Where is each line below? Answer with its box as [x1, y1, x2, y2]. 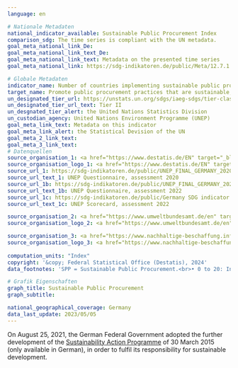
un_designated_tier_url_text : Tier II [7, 102, 122, 109]
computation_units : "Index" [7, 252, 91, 259]
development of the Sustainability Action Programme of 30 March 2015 [7, 338, 215, 346]
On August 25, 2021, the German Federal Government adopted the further [7, 330, 223, 338]
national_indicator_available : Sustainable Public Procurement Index [7, 30, 217, 37]
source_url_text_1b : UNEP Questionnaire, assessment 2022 [7, 187, 182, 195]
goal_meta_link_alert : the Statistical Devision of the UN [7, 128, 186, 135]
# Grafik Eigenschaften [7, 278, 78, 285]
